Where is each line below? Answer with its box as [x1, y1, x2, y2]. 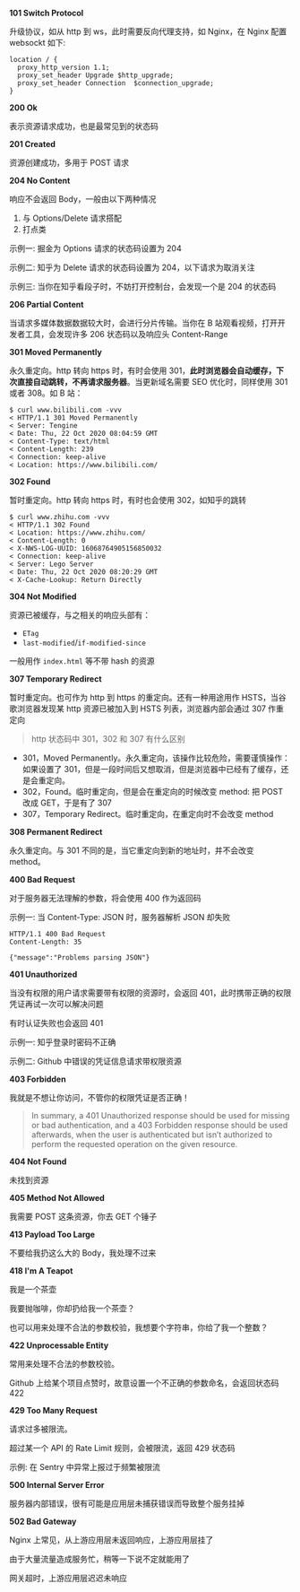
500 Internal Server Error [9, 1480, 105, 1490]
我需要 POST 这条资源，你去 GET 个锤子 [9, 1211, 158, 1222]
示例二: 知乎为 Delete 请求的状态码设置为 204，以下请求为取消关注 [9, 262, 255, 273]
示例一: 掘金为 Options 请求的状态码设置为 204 [9, 243, 182, 254]
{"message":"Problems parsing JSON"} [9, 953, 150, 962]
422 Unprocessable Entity [9, 1340, 109, 1351]
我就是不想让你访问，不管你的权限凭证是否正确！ [9, 1092, 190, 1102]
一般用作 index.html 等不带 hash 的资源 [9, 656, 155, 666]
